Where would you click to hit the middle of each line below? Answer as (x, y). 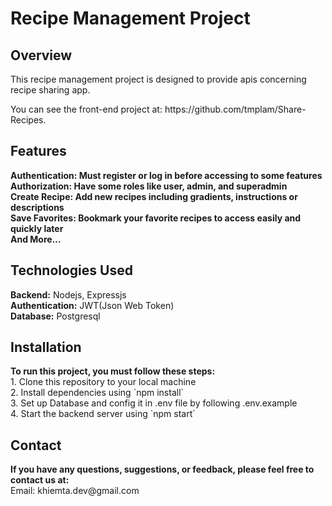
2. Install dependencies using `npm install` (97, 393)
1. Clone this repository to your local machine (103, 382)
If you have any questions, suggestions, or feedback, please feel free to (162, 469)
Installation (46, 347)
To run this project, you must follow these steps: (113, 371)
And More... (36, 239)
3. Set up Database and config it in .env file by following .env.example (154, 403)
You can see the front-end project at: (86, 109)
